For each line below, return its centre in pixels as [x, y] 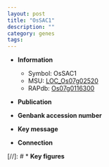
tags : [15, 40]
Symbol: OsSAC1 [52, 74]
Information [35, 60]
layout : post [26, 14]
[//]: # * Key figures [36, 156]
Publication [34, 102]
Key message [38, 129]
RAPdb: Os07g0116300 [61, 88]
